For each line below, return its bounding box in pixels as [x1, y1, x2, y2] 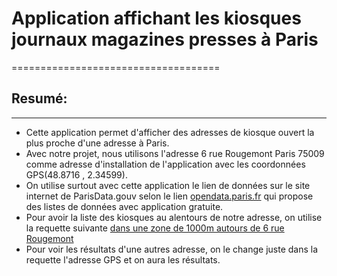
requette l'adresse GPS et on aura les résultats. [25, 253, 221, 266]
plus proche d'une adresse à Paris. [25, 137, 170, 149]
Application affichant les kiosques [11, 7, 302, 30]
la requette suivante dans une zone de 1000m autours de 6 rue [25, 222, 285, 234]
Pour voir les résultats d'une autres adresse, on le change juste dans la [25, 243, 319, 255]
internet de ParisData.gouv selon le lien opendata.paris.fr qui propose [25, 190, 314, 202]
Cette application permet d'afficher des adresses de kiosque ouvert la [25, 126, 315, 138]
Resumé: [11, 90, 68, 107]
